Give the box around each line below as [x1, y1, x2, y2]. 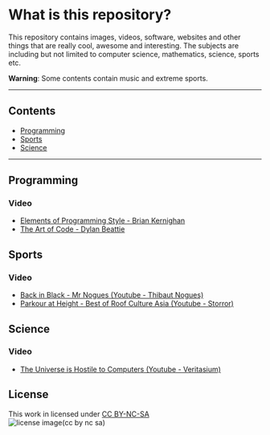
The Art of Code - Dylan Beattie [19, 224, 125, 234]
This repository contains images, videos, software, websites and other [8, 32, 241, 42]
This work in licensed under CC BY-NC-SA [8, 408, 150, 419]
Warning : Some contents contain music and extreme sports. [8, 73, 209, 83]
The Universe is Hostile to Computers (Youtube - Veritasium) [19, 364, 221, 374]
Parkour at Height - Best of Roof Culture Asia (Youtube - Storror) [19, 299, 235, 309]
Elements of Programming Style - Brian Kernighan [19, 215, 186, 226]
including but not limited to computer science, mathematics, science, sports [8, 49, 260, 59]
